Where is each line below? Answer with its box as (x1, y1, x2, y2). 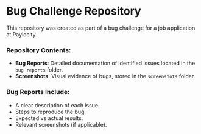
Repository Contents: (6, 45, 71, 54)
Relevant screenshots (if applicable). (15, 121, 107, 128)
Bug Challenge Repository (6, 4, 141, 18)
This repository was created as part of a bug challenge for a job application (6, 24, 196, 32)
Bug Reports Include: (6, 88, 70, 96)
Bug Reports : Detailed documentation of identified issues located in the (15, 59, 196, 67)
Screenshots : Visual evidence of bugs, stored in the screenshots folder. (15, 73, 196, 80)
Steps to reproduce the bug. (15, 108, 86, 115)
